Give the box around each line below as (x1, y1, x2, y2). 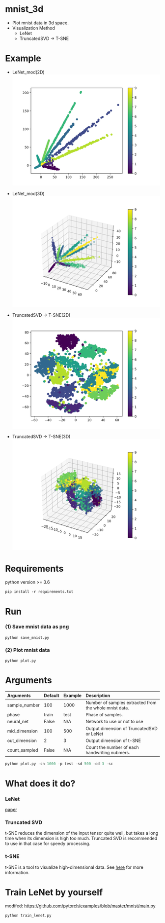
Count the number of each (85, 744, 139, 750)
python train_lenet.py (5, 913, 52, 918)
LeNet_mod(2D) (12, 69, 45, 75)
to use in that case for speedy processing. (5, 841, 91, 847)
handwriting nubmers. (85, 750, 130, 756)
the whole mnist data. (85, 704, 129, 711)
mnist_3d (5, 3, 44, 15)
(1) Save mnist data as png (5, 623, 69, 630)
